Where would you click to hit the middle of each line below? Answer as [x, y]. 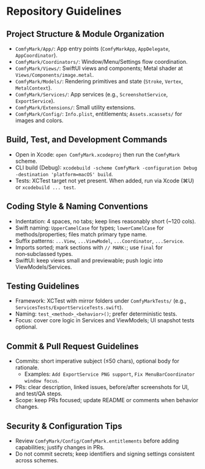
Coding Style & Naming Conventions [77, 207]
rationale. [27, 368]
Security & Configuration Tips [64, 426]
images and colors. [39, 120]
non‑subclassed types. [44, 254]
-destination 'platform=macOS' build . [64, 174]
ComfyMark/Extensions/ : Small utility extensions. [75, 107]
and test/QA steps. [39, 393]
